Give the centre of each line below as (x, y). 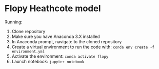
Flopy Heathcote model (53, 9)
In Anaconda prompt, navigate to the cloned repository (67, 41)
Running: (14, 22)
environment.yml (28, 52)
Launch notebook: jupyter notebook (48, 61)
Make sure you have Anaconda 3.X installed (56, 36)
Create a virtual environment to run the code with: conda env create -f (83, 47)
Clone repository (29, 31)
